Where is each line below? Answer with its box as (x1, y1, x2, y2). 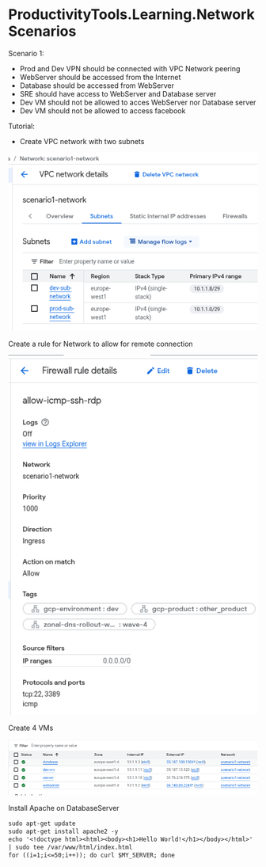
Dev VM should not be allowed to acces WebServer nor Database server (19, 97, 256, 107)
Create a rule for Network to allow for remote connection (8, 339, 193, 349)
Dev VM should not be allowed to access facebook (19, 105, 186, 116)
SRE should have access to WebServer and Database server (19, 89, 217, 98)
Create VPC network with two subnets (19, 136, 145, 146)
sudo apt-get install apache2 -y (8, 827, 119, 836)
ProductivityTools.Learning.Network (8, 6, 255, 24)
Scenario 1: (8, 48, 45, 58)
